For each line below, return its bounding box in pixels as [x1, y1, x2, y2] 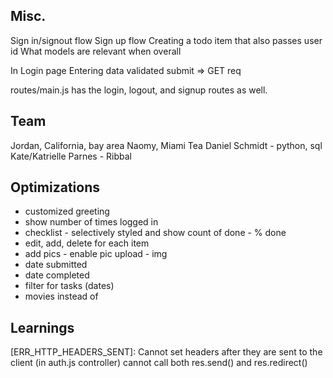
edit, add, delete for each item [24, 237, 150, 249]
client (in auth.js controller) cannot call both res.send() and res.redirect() [10, 357, 308, 369]
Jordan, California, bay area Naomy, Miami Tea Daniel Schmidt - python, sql [10, 139, 323, 151]
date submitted [24, 259, 88, 271]
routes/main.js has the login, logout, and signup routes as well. [10, 84, 268, 96]
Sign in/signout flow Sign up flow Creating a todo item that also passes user [10, 34, 323, 46]
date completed [24, 269, 90, 281]
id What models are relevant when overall [10, 45, 182, 57]
